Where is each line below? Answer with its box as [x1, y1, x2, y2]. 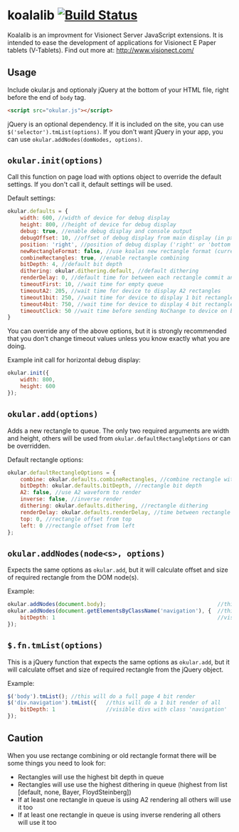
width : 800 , [20, 376, 55, 384]
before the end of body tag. [7, 93, 87, 101]
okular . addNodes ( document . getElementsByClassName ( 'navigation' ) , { [7, 607, 212, 615]
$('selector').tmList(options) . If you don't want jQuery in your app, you [7, 127, 223, 135]
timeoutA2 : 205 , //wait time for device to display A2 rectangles [20, 287, 221, 294]
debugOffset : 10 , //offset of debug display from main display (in [20, 234, 224, 242]
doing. [7, 342, 26, 351]
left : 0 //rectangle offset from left [20, 522, 135, 529]
